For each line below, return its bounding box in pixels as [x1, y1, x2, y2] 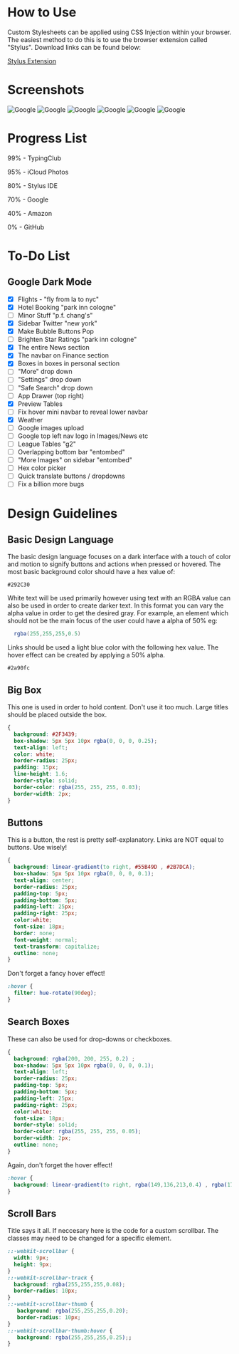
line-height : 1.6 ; [14, 771, 69, 778]
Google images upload [17, 423, 84, 432]
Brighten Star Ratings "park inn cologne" [17, 335, 137, 344]
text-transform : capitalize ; [14, 943, 100, 950]
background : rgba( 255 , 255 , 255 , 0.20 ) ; [16, 1308, 129, 1315]
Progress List [7, 130, 87, 147]
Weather [17, 415, 43, 424]
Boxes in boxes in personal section [17, 359, 119, 368]
